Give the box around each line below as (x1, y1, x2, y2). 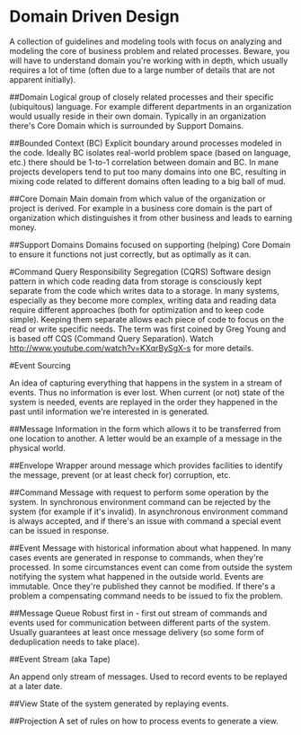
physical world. (9, 442, 66, 453)
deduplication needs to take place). (9, 636, 140, 647)
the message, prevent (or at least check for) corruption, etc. (9, 469, 231, 480)
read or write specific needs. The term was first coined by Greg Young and (9, 323, 287, 334)
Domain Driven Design (9, 6, 180, 27)
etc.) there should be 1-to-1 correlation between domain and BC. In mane (9, 156, 279, 167)
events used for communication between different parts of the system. (9, 617, 271, 628)
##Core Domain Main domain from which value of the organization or (9, 193, 266, 204)
